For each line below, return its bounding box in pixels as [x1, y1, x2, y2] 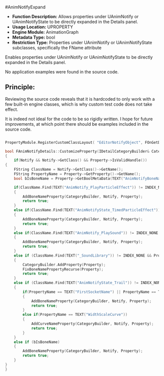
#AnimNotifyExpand [5, 4, 45, 10]
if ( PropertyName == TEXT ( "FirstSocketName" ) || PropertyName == [22, 289, 156, 294]
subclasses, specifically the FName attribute [12, 45, 102, 50]
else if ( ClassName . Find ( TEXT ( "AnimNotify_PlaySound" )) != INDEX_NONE [14, 230, 159, 235]
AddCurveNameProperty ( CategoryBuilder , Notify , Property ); [31, 321, 154, 327]
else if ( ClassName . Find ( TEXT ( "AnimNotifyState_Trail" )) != [14, 281, 139, 286]
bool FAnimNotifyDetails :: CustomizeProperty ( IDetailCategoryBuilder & [5, 149, 150, 154]
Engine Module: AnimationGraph [12, 29, 79, 35]
